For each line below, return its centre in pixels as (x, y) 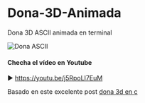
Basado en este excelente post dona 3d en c (72, 92)
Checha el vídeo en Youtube (50, 62)
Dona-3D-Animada (65, 13)
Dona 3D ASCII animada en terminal (60, 32)
